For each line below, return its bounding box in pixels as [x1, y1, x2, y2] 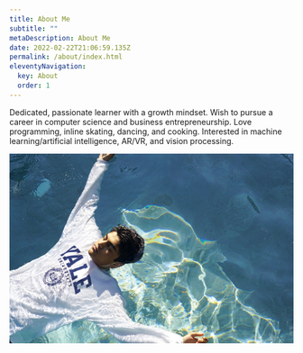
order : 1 [17, 81, 50, 90]
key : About [17, 72, 59, 81]
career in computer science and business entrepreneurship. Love [9, 116, 252, 127]
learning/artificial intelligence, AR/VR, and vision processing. [9, 135, 234, 146]
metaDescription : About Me [9, 33, 111, 42]
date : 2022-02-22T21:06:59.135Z [9, 43, 131, 52]
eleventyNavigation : [9, 62, 87, 71]
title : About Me [9, 14, 70, 23]
